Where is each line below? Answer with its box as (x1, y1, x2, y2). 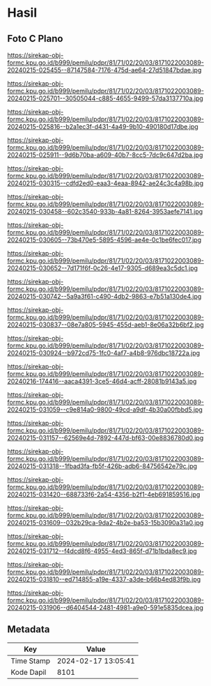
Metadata (7, 623, 50, 635)
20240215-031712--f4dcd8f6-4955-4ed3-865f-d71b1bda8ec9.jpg (7, 547, 197, 555)
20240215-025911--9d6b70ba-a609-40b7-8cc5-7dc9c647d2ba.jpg (7, 151, 203, 159)
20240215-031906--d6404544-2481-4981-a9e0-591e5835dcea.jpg (7, 604, 204, 611)
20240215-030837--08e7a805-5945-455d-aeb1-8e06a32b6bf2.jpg (7, 320, 204, 329)
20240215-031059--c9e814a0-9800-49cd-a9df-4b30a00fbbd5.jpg (7, 405, 203, 414)
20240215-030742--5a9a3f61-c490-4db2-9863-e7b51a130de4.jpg (7, 293, 202, 300)
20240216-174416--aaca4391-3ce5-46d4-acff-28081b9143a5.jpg (7, 377, 197, 385)
